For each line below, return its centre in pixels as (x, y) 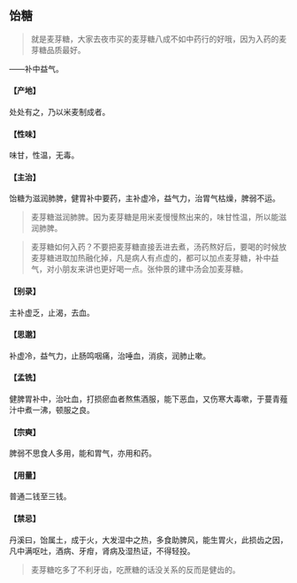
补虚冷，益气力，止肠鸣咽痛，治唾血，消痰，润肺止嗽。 (110, 356)
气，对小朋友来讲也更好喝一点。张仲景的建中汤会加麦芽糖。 (139, 269)
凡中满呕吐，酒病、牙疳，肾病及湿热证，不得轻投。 (102, 550)
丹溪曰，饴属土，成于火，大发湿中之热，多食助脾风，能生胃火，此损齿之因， (148, 540)
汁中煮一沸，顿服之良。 (52, 410)
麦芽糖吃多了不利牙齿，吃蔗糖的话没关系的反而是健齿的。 (135, 570)
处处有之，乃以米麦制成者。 (60, 112)
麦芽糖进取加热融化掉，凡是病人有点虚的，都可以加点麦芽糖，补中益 (155, 258)
